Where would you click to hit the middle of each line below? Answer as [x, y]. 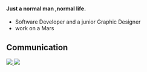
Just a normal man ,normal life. [46, 8]
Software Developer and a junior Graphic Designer [78, 22]
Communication [37, 47]
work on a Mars [34, 28]
